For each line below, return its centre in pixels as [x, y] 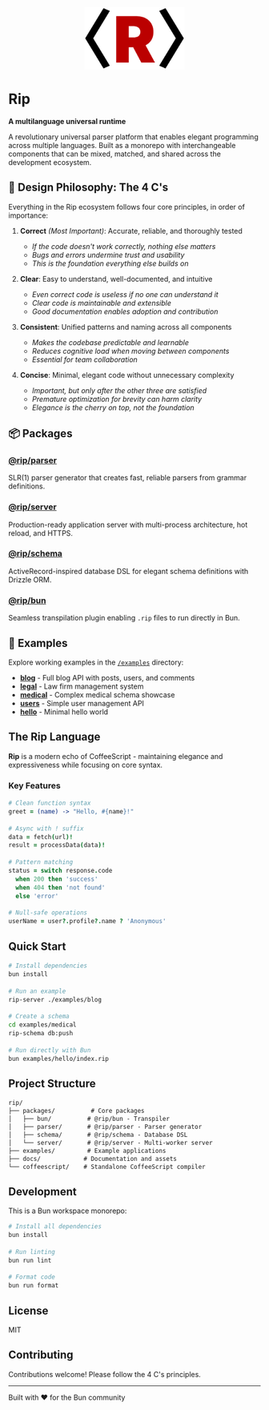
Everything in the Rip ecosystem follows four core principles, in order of [127, 207]
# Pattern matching [41, 862]
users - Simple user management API [82, 703]
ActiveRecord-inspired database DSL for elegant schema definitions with [128, 571]
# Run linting [32, 1251]
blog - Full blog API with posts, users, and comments [107, 677]
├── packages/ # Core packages [77, 1111]
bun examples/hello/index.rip [59, 1059]
